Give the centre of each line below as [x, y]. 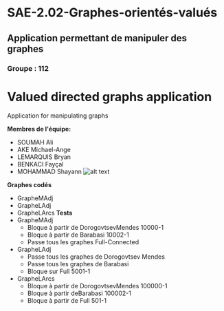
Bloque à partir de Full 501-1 [67, 301]
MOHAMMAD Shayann [49, 172]
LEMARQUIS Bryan [44, 157]
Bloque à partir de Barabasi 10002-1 [78, 235]
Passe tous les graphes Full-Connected [83, 242]
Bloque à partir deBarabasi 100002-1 [79, 293]
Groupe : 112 [28, 68]
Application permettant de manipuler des [97, 38]
